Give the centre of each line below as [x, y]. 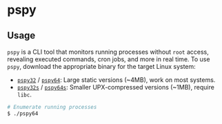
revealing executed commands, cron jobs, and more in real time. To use [109, 59]
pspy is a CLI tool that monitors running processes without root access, [108, 52]
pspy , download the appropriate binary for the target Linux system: [102, 66]
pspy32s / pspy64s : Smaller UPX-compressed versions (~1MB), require [116, 87]
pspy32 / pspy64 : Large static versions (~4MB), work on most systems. [116, 80]
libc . [24, 94]
